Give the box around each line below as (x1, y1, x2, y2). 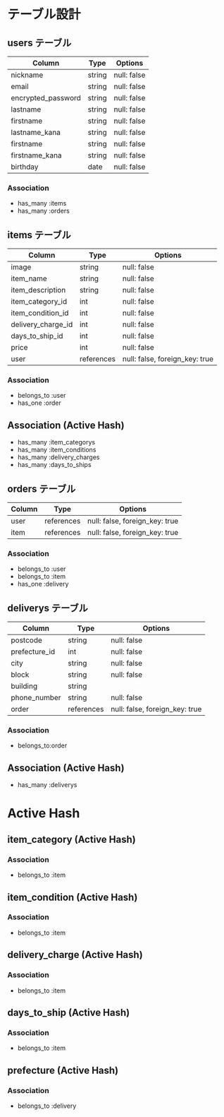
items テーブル (7, 229, 72, 241)
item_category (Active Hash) (7, 833, 136, 845)
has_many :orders (17, 206, 70, 215)
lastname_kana (11, 128, 61, 137)
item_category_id (11, 297, 68, 307)
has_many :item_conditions (17, 446, 97, 454)
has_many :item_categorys (17, 438, 96, 447)
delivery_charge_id (11, 319, 73, 329)
